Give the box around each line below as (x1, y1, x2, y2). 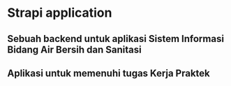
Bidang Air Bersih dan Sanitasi (7, 43, 142, 55)
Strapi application (7, 5, 112, 21)
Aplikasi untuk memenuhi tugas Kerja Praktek (7, 67, 211, 79)
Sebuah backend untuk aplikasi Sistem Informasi (7, 33, 225, 45)
